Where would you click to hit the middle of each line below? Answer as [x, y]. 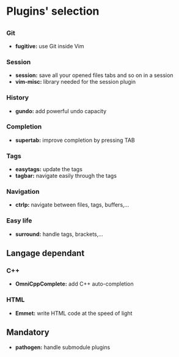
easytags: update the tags [49, 169]
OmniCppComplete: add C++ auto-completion [74, 284]
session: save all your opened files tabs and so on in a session [94, 75]
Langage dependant [46, 253]
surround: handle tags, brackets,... [59, 234]
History [18, 98]
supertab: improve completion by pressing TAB [75, 140]
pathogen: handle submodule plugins [63, 347]
